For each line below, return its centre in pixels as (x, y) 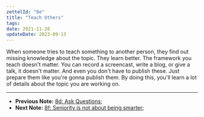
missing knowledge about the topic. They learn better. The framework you (99, 58)
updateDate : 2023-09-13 (36, 35)
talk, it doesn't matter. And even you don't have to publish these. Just (93, 71)
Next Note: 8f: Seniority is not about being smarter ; (80, 108)
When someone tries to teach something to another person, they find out (97, 52)
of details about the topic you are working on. (63, 84)
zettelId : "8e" (25, 12)
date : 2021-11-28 (28, 29)
